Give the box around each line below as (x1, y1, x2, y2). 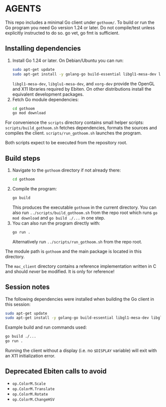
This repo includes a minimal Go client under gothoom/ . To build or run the (5, 19, 155, 25)
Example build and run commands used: (5, 324, 87, 330)
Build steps (5, 154, 41, 163)
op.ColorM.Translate (12, 386, 55, 392)
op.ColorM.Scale (12, 381, 46, 386)
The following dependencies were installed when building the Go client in (5, 296, 154, 302)
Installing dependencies (5, 44, 81, 53)
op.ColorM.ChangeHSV (12, 397, 55, 402)
